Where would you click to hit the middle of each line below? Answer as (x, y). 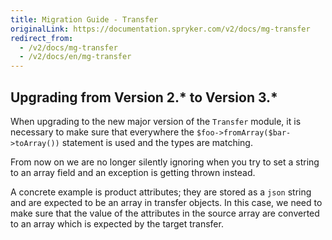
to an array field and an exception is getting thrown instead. (133, 172)
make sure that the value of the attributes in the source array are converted (165, 213)
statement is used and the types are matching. (157, 142)
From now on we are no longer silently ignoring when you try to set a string (165, 162)
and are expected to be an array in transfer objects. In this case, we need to (166, 202)
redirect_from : (42, 38)
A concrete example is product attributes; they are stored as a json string (161, 192)
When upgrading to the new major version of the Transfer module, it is (156, 121)
